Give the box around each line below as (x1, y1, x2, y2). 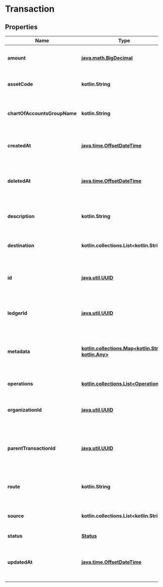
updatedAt (7, 559, 33, 566)
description (7, 213, 35, 220)
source (7, 512, 24, 519)
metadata (7, 348, 30, 355)
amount (7, 55, 26, 61)
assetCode (7, 81, 33, 87)
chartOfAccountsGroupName (7, 110, 77, 116)
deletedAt (7, 178, 31, 184)
